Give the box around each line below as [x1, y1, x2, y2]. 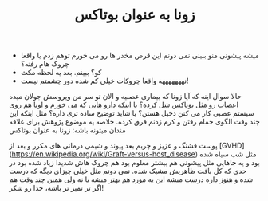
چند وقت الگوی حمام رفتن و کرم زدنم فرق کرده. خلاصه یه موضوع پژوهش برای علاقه [9, 117, 260, 127]
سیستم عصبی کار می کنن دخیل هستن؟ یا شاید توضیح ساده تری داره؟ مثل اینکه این [9, 108, 254, 118]
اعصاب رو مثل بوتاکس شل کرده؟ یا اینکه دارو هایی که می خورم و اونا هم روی [9, 100, 238, 109]
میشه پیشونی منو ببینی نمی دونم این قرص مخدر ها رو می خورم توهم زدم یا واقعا [20, 50, 260, 61]
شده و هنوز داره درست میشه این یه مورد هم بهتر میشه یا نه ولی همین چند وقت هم [9, 175, 254, 184]
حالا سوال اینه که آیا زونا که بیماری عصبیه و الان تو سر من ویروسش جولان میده [9, 92, 242, 101]
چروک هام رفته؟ [20, 59, 70, 69]
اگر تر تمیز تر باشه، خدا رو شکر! [9, 183, 104, 193]
